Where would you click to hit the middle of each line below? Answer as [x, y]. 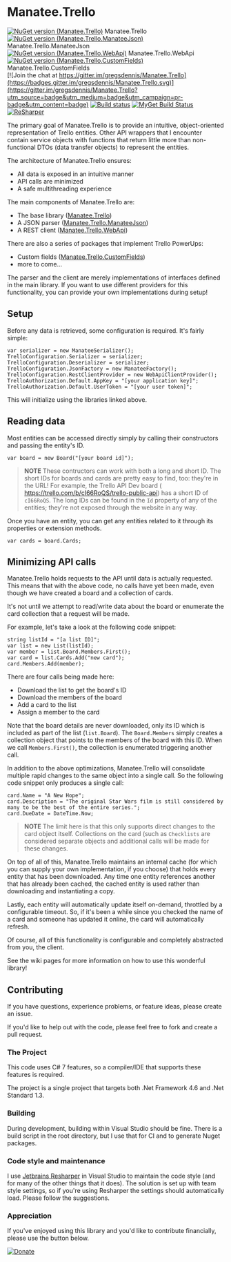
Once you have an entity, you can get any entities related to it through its [110, 521]
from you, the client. [36, 947]
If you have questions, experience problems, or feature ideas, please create [114, 1007]
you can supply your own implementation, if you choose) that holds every [111, 869]
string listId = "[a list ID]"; [53, 640]
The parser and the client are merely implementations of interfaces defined [114, 278]
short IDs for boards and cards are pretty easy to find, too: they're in [121, 478]
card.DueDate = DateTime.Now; [51, 814]
